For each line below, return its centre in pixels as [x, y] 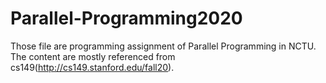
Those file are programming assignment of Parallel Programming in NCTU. [163, 46]
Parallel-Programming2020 [126, 18]
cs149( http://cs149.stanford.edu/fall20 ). [92, 67]
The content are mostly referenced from [93, 56]
